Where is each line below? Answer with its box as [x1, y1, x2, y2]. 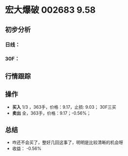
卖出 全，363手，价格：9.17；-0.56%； [12, 110, 91, 116]
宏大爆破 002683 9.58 [5, 4, 96, 16]
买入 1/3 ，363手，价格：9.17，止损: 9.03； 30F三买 [12, 104, 116, 110]
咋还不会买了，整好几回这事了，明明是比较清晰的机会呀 [12, 139, 123, 145]
